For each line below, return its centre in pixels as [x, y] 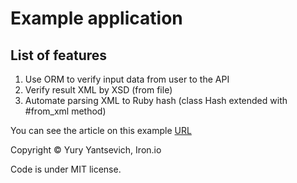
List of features [59, 55]
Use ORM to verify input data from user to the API [127, 79]
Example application [96, 18]
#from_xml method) [65, 111]
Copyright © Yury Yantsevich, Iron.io [86, 150]
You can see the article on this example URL [101, 130]
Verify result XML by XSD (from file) [98, 90]
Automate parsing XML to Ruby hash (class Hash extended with [156, 100]
